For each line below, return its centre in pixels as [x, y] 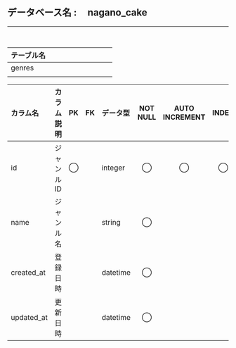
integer [113, 168]
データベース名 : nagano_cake [77, 13]
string [111, 222]
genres [22, 68]
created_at [28, 272]
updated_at [29, 317]
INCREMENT [184, 117]
